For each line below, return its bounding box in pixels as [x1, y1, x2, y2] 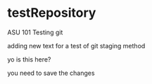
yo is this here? [7, 55, 51, 64]
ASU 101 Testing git [7, 28, 63, 36]
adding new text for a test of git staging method [7, 41, 146, 50]
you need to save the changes [7, 69, 95, 77]
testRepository [7, 5, 96, 21]
